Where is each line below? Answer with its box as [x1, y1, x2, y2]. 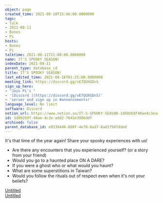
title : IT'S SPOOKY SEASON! [5, 70, 62, 75]
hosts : [5, 39, 18, 44]
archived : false [5, 120, 38, 125]
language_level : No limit [5, 102, 57, 107]
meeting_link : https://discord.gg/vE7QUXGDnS [5, 79, 98, 84]
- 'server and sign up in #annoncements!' [5, 98, 92, 102]
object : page [5, 7, 32, 12]
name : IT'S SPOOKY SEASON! [5, 57, 60, 62]
